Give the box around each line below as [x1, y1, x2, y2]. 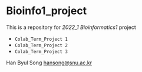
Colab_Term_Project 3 [14, 48, 68, 54]
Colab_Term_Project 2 [14, 42, 68, 48]
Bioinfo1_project [6, 4, 87, 18]
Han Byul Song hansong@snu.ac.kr [6, 59, 93, 66]
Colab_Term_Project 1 [14, 36, 68, 42]
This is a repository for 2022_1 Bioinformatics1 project [6, 24, 137, 31]
